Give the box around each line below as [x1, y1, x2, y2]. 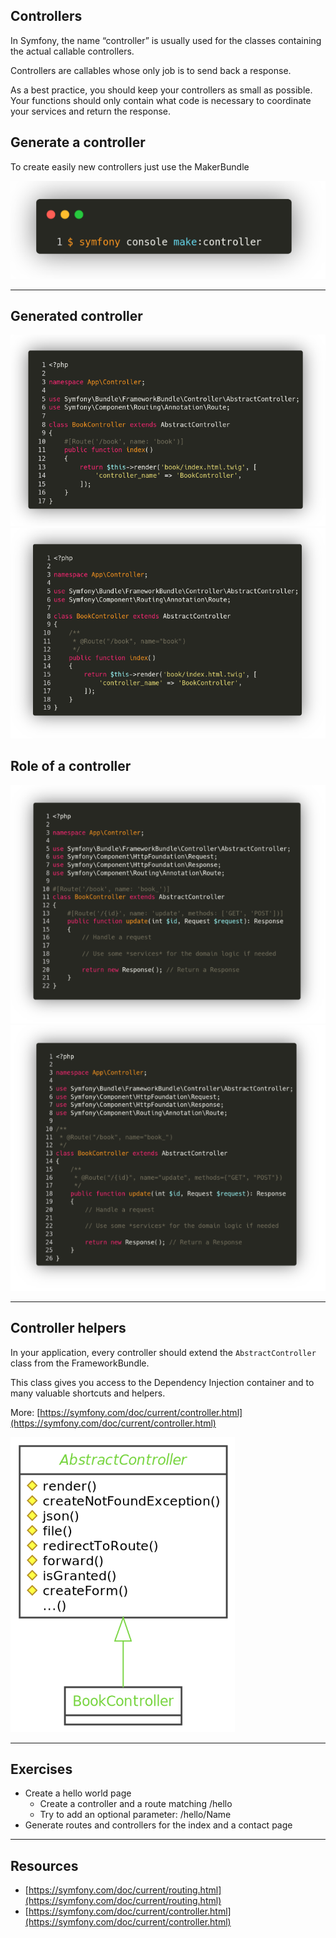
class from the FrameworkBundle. [10, 1357, 150, 1369]
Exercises [10, 1761, 73, 1778]
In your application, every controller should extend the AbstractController [10, 1346, 317, 1358]
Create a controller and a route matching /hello [39, 1798, 233, 1810]
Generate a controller [10, 134, 146, 151]
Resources [10, 1857, 79, 1874]
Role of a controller [10, 758, 132, 775]
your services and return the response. [10, 105, 172, 117]
